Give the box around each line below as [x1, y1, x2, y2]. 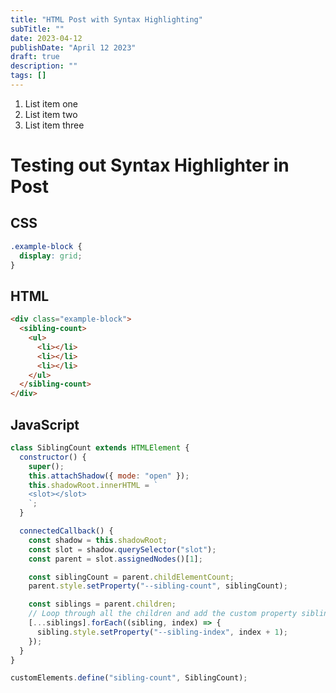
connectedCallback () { [19, 526, 114, 536]
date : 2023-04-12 [10, 33, 83, 43]
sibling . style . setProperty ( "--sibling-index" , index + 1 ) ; [36, 627, 288, 637]
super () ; [28, 461, 65, 471]
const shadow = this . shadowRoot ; [28, 535, 168, 545]
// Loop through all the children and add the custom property [28, 609, 298, 619]
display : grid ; [19, 251, 83, 261]
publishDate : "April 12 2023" [10, 42, 137, 53]
